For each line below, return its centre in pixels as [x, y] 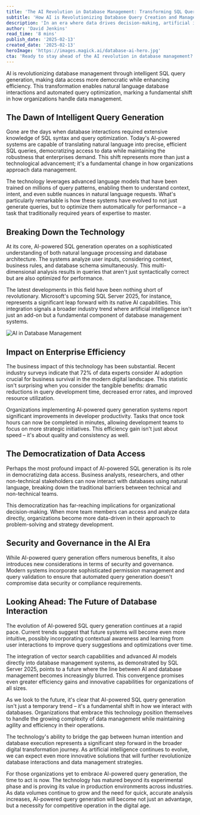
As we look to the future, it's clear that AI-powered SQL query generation [96, 700]
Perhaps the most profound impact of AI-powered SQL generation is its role [99, 468]
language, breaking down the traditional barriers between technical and [94, 487]
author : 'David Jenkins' [37, 28]
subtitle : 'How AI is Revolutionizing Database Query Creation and [92, 17]
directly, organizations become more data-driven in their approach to [91, 518]
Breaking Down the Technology [65, 232]
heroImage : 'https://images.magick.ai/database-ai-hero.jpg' [84, 51]
